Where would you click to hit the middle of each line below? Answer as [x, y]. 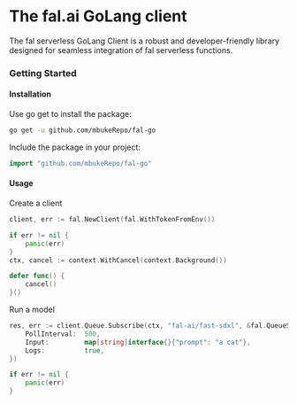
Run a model [32, 310]
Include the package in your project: [75, 147]
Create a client [36, 203]
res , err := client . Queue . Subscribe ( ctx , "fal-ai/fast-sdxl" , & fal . [138, 326]
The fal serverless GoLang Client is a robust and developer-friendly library [145, 41]
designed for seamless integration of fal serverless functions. [121, 50]
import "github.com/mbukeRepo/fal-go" [80, 163]
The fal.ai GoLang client [98, 16]
